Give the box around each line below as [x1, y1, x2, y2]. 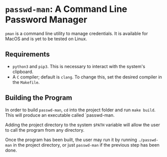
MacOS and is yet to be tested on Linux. [5, 36, 87, 42]
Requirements [5, 50, 50, 59]
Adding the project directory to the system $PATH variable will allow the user [5, 122, 161, 128]
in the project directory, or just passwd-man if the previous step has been [13, 142, 160, 148]
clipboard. [12, 69, 33, 75]
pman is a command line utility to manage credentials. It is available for [5, 30, 148, 36]
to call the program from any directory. [5, 127, 85, 133]
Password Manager [5, 14, 87, 25]
